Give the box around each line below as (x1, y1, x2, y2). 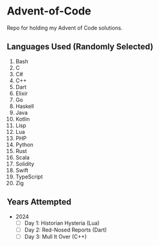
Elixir (15, 89, 28, 97)
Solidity (15, 160, 35, 167)
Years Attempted (7, 197, 71, 207)
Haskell (15, 102, 34, 110)
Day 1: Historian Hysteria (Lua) (24, 219, 100, 227)
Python (15, 140, 34, 148)
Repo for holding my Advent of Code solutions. (7, 24, 123, 31)
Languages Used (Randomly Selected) (7, 42, 154, 52)
